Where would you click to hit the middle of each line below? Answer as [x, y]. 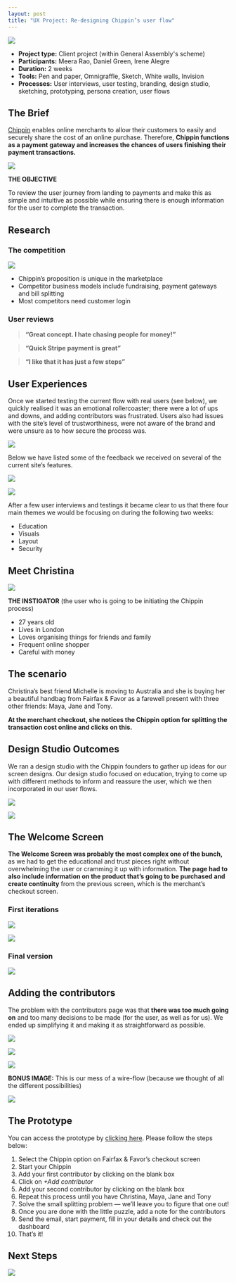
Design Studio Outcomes [64, 749]
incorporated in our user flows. [53, 788]
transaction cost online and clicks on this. [70, 727]
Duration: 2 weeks [45, 68]
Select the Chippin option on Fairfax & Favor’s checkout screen [109, 1159]
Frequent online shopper [54, 644]
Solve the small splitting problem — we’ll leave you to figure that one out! [124, 1203]
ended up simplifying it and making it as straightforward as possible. [107, 1025]
